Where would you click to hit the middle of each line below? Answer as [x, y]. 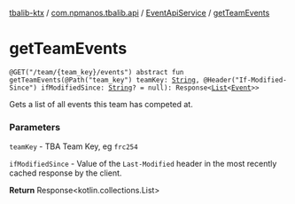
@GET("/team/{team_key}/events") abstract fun [97, 72]
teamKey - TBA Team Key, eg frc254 [74, 146]
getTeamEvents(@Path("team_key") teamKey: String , [105, 80]
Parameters [35, 127]
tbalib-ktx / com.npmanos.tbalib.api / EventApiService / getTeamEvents [140, 13]
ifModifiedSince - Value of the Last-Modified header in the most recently [143, 164]
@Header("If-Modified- [245, 80]
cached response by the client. [66, 173]
